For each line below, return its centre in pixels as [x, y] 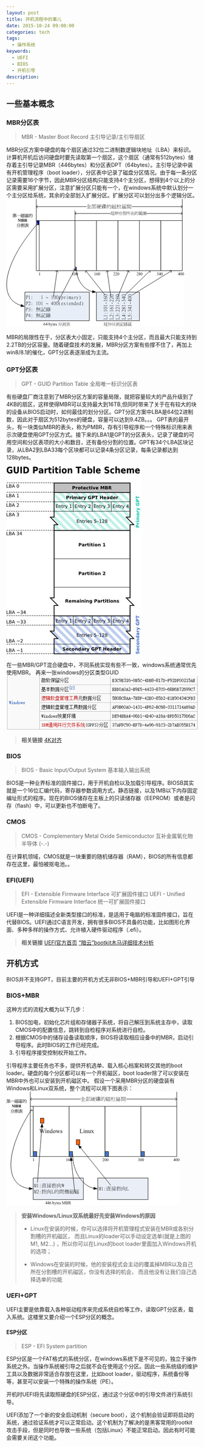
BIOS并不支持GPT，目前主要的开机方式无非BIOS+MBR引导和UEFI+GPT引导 [101, 979]
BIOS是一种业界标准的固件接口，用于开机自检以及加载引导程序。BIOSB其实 [100, 783]
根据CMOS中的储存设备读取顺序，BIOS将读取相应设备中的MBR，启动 [102, 1037]
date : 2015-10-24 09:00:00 [40, 25]
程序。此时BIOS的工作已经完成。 [61, 1045]
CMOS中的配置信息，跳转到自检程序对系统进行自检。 [82, 1030]
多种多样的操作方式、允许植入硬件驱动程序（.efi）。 [80, 930]
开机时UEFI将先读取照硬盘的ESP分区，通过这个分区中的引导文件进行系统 [97, 1394]
